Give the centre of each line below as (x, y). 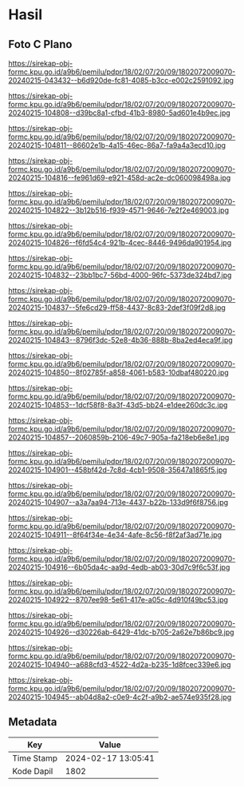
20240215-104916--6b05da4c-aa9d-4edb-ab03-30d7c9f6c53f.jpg (119, 567)
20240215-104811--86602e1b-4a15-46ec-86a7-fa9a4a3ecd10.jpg (117, 145)
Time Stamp (35, 758)
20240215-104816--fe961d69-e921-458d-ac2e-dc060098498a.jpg (120, 178)
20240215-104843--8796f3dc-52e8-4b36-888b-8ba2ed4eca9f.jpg (120, 340)
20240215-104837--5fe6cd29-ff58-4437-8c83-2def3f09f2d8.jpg (117, 308)
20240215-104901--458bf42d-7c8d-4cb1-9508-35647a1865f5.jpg (118, 470)
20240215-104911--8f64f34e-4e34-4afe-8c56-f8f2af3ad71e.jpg (115, 535)
